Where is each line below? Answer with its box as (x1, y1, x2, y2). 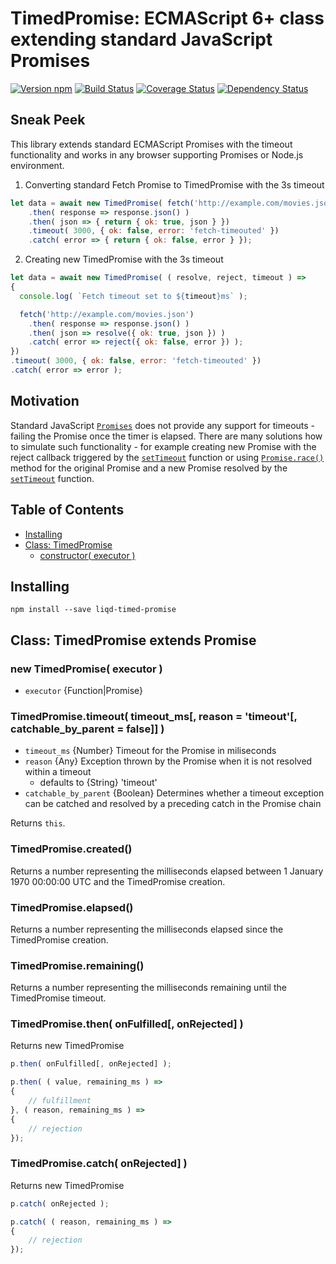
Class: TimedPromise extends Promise (10, 632, 257, 649)
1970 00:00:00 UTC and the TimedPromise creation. (10, 875, 226, 887)
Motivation (10, 393, 80, 410)
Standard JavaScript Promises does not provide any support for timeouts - (10, 419, 316, 431)
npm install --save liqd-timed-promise (10, 605, 177, 615)
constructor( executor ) (39, 549, 136, 561)
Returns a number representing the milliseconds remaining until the (10, 982, 287, 994)
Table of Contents (10, 502, 125, 519)
